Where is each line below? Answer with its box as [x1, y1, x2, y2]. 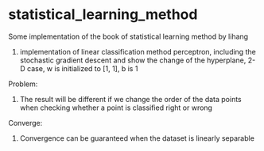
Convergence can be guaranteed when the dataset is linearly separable [19, 133, 254, 143]
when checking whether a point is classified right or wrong [19, 103, 213, 112]
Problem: [8, 79, 38, 89]
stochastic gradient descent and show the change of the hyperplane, [19, 55, 247, 65]
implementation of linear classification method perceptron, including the [19, 47, 256, 56]
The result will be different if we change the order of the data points [19, 94, 243, 104]
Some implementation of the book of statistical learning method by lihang [8, 32, 249, 41]
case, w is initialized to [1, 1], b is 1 [26, 63, 138, 73]
